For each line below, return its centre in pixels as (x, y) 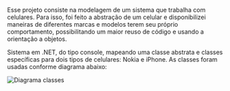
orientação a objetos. (37, 39)
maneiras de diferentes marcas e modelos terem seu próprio (93, 24)
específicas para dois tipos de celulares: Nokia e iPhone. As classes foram (112, 60)
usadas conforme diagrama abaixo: (57, 67)
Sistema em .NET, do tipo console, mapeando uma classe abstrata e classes (115, 52)
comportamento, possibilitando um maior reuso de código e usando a (106, 31)
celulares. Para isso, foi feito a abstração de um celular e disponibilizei (106, 17)
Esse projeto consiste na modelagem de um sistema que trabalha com (106, 10)
